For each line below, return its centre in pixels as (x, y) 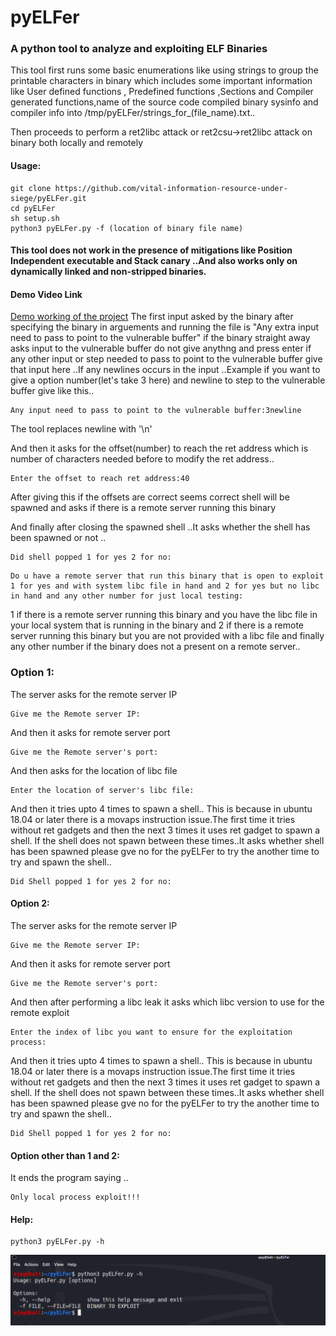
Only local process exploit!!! (75, 1197)
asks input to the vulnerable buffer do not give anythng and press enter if (161, 348)
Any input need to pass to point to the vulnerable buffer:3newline (156, 411)
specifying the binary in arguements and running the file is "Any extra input (165, 327)
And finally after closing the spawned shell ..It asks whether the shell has (160, 527)
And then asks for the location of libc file (94, 770)
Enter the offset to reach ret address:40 (100, 479)
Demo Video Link (46, 294)
